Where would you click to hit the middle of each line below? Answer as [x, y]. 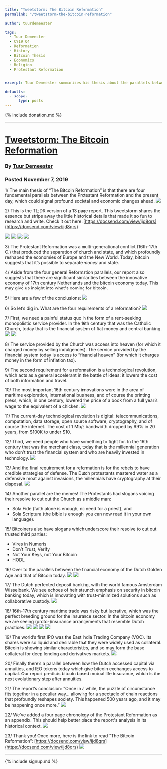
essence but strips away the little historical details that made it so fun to [79, 216]
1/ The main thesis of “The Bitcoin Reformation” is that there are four [75, 190]
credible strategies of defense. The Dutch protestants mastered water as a [82, 473]
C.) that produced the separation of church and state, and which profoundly [83, 252]
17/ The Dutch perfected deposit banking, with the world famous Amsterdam [83, 585]
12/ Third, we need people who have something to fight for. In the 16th [77, 442]
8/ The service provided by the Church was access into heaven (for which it [83, 344]
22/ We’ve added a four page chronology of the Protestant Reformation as [81, 715]
